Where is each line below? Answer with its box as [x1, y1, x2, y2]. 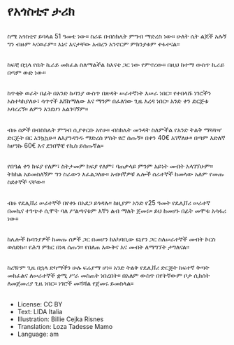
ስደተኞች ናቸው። [7, 178, 45, 186]
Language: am [17, 330, 59, 338]
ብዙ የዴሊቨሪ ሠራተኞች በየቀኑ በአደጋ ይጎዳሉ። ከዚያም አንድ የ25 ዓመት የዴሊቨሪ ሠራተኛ [7, 198, 211, 206]
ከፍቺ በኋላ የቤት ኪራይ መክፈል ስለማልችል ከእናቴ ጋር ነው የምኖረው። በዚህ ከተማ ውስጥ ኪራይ [7, 60, 225, 69]
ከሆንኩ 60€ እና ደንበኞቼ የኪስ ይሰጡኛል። [7, 141, 104, 150]
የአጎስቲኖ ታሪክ [7, 3, 75, 20]
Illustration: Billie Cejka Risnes [17, 315, 104, 323]
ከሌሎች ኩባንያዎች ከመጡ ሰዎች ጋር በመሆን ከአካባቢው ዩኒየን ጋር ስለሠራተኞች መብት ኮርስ [7, 234, 217, 243]
